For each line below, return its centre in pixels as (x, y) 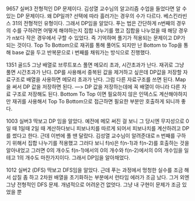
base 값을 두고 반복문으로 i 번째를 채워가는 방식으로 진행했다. (81, 52)
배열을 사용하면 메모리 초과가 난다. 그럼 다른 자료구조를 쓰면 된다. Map (106, 79)
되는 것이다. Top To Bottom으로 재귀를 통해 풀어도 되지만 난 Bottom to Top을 (94, 45)
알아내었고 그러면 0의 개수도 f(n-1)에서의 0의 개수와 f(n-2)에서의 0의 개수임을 (94, 150)
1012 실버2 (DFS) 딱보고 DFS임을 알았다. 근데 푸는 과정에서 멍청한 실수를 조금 (95, 170)
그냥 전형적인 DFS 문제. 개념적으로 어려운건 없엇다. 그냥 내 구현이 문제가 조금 (93, 185)
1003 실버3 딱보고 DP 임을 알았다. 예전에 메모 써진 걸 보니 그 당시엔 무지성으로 (95, 121)
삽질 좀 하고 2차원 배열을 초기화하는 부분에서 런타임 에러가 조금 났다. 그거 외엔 (101, 177)
